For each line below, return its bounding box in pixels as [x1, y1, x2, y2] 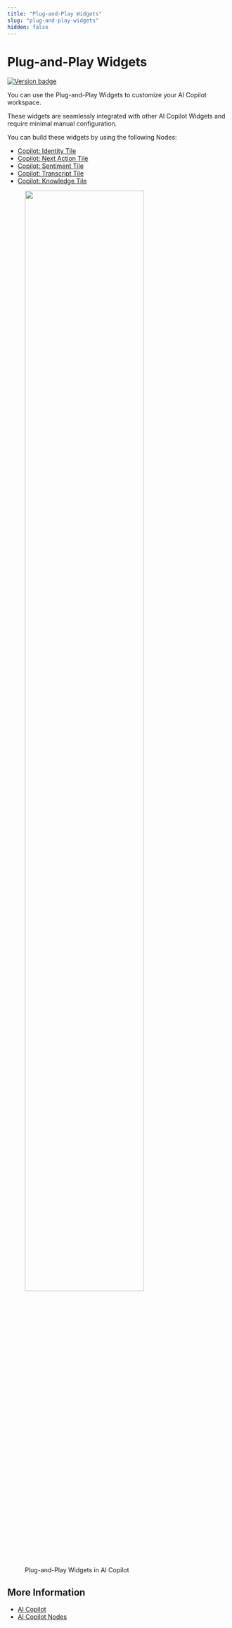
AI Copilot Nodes [17, 1612, 67, 1621]
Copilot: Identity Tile [17, 147, 77, 155]
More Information [7, 1586, 86, 1598]
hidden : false [7, 23, 49, 30]
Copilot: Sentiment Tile [17, 162, 84, 170]
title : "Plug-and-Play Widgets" [7, 10, 102, 18]
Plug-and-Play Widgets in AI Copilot [25, 1566, 129, 1574]
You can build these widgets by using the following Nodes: [7, 133, 177, 142]
